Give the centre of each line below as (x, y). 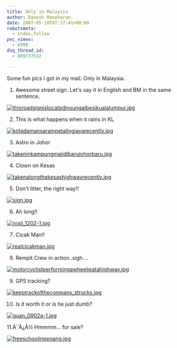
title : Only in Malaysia (37, 12)
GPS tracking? (33, 281)
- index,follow (31, 34)
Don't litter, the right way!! (47, 188)
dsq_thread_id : (26, 51)
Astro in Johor (33, 142)
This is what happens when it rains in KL (65, 119)
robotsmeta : (21, 28)
